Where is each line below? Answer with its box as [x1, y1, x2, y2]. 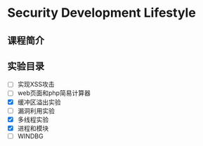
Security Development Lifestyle [7, 5, 197, 21]
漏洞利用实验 [17, 106, 55, 115]
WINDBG [17, 131, 44, 140]
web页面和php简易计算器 [17, 89, 91, 97]
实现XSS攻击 [17, 80, 55, 89]
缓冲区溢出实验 [17, 98, 61, 106]
